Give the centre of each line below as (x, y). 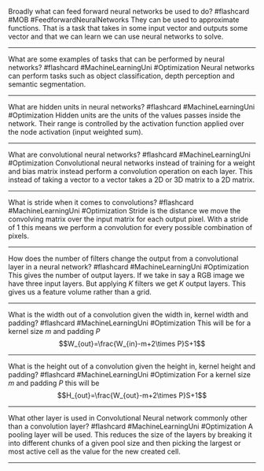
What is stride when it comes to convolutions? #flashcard (101, 202)
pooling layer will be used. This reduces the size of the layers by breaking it (130, 435)
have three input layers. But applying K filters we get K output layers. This (127, 284)
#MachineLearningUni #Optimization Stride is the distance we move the (125, 211)
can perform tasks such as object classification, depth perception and (121, 76)
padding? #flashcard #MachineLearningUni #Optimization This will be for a (130, 323)
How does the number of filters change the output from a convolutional (123, 258)
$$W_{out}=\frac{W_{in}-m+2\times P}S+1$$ (132, 343)
